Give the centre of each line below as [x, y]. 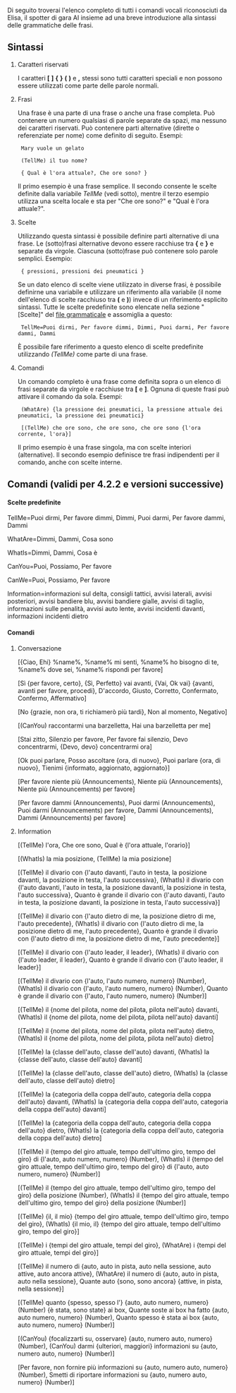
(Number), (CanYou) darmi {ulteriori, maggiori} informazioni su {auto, [118, 1346]
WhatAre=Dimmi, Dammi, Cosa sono [61, 539]
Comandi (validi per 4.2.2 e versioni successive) [116, 484]
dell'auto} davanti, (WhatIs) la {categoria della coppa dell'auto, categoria [123, 1102]
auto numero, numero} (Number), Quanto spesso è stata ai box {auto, [118, 1317]
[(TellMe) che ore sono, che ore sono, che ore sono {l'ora [111, 428]
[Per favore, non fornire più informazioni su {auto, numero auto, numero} [123, 1367]
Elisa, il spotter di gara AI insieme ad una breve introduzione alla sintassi [112, 18]
